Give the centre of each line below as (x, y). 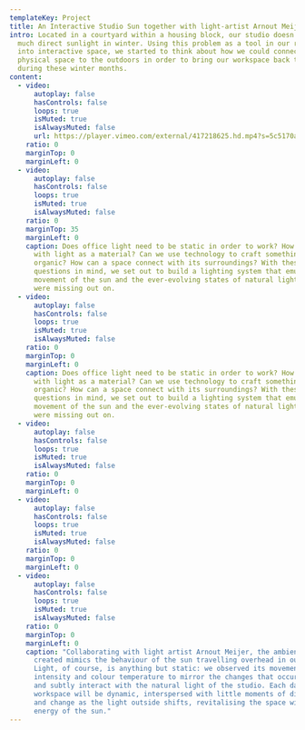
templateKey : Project (50, 18)
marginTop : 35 (52, 229)
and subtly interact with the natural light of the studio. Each (159, 685)
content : (26, 77)
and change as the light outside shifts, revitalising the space (159, 702)
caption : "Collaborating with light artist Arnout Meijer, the (148, 652)
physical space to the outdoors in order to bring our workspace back (154, 60)
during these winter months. (73, 69)
